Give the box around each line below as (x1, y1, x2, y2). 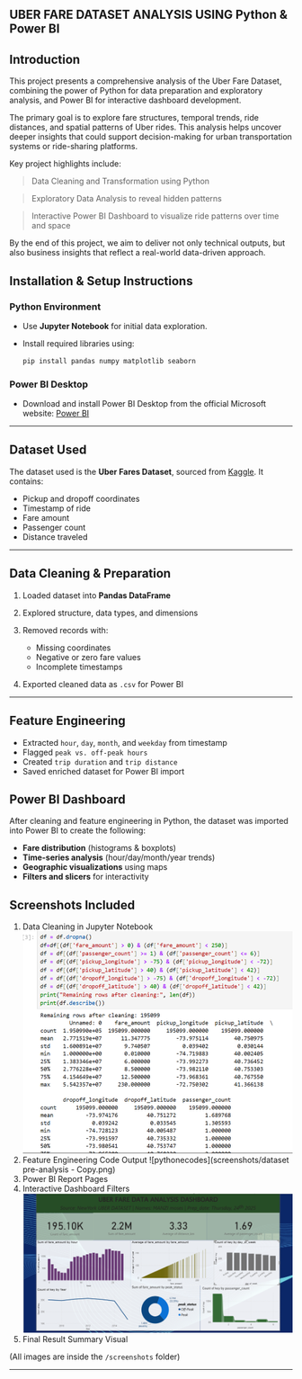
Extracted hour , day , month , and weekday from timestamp (22, 737, 227, 748)
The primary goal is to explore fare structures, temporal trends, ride (9, 112, 259, 123)
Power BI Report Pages (22, 1174, 109, 1185)
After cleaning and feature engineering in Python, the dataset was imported (9, 816, 289, 827)
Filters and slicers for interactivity (22, 872, 150, 882)
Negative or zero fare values (35, 651, 141, 662)
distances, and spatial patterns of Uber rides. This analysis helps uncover (9, 121, 281, 133)
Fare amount (22, 512, 70, 523)
